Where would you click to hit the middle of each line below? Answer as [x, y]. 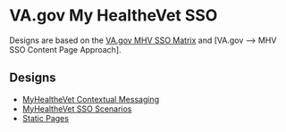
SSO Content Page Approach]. [66, 49]
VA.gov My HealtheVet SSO [114, 16]
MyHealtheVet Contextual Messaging [90, 99]
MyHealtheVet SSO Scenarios [77, 109]
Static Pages [46, 118]
